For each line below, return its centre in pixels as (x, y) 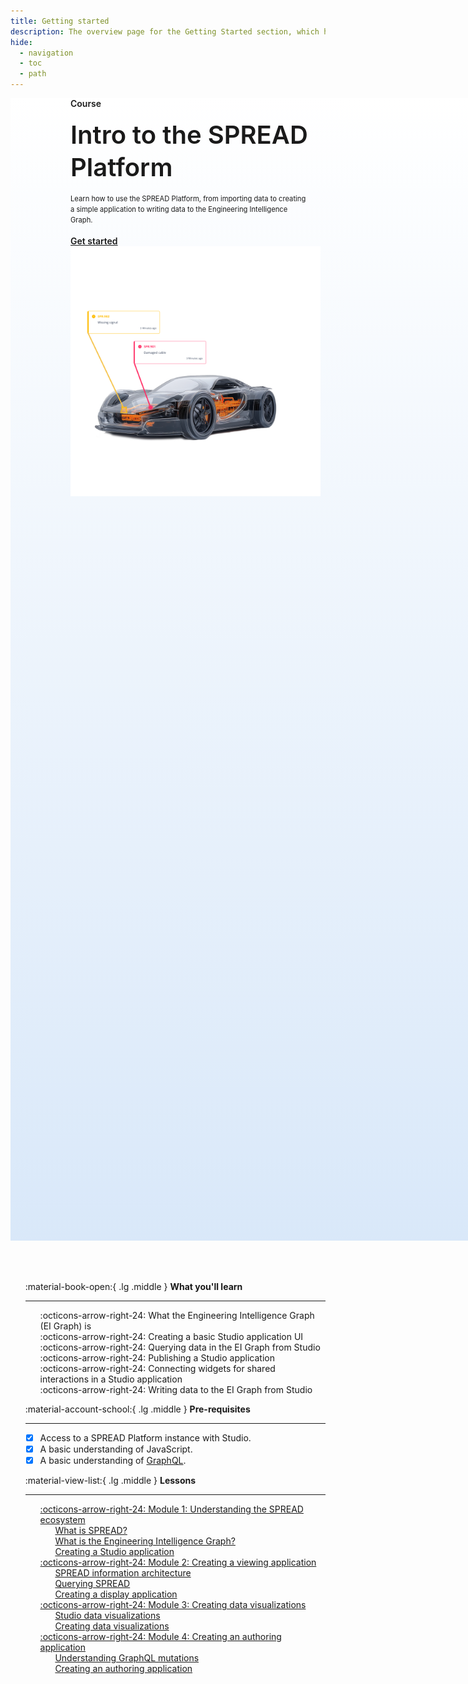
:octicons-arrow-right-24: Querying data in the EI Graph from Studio (180, 1347)
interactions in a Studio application (111, 1379)
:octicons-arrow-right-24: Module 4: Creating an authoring (160, 1637)
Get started (94, 241)
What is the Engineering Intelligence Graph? (145, 1541)
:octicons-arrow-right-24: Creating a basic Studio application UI (171, 1336)
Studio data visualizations (107, 1616)
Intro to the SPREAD (189, 134)
